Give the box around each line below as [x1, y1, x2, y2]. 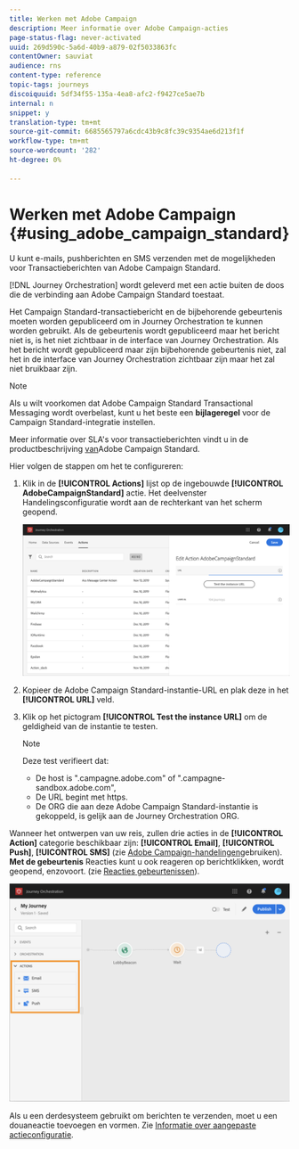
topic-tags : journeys [9, 80, 90, 89]
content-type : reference [9, 71, 101, 80]
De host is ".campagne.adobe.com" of [35, 773, 176, 784]
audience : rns [9, 62, 62, 70]
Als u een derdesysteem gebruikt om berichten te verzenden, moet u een [9, 1110, 278, 1120]
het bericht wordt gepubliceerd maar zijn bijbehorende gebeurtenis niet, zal [9, 344, 287, 355]
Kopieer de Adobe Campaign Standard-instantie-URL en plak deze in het [21, 685, 289, 695]
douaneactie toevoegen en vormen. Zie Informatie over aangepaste [9, 1120, 256, 1130]
